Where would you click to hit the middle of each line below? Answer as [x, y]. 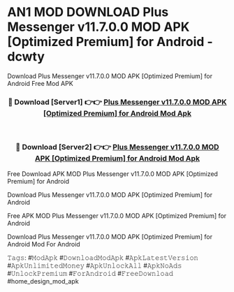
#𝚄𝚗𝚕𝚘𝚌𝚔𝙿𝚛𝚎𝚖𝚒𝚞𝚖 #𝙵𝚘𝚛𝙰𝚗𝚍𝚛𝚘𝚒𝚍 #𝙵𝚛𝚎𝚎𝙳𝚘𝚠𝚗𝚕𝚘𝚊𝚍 [90, 273]
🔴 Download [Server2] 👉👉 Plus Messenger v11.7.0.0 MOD [117, 147]
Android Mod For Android [44, 244]
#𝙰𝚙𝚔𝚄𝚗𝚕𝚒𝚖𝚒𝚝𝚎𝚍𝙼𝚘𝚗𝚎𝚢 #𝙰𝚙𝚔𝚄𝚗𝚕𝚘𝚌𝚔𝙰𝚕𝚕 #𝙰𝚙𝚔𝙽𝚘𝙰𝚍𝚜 [95, 265]
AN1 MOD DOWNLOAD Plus [88, 12]
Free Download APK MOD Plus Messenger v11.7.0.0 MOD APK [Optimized [113, 174]
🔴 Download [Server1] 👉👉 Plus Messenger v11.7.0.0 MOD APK [117, 102]
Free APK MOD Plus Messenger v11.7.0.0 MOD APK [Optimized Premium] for [117, 216]
